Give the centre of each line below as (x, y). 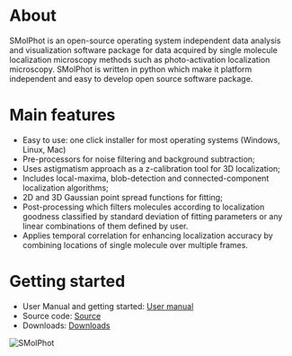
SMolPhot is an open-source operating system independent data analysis (145, 40)
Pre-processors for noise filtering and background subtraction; (139, 159)
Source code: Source (62, 316)
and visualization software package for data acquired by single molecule (144, 49)
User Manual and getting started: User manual (108, 306)
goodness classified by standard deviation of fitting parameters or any (152, 216)
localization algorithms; (66, 187)
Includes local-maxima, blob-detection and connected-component (146, 178)
